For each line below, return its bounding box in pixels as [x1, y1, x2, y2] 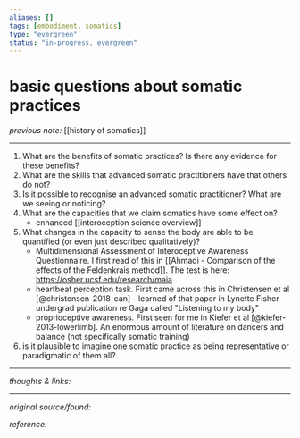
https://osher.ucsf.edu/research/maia [35, 274, 172, 285]
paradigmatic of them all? [21, 350, 116, 361]
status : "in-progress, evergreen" [9, 38, 138, 47]
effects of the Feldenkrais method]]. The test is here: [35, 265, 230, 275]
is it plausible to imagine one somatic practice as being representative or [21, 341, 290, 351]
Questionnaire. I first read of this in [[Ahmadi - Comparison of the [35, 256, 276, 266]
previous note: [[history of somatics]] [9, 125, 146, 136]
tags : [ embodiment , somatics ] [9, 21, 122, 30]
